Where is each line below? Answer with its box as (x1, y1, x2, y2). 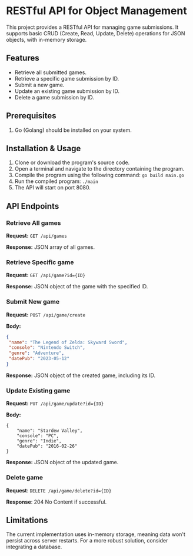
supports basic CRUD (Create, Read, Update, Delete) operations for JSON (6, 29, 185, 36)
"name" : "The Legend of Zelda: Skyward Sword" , (8, 339, 128, 345)
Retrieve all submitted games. (14, 69, 87, 76)
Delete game (6, 474, 43, 482)
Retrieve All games (6, 219, 61, 227)
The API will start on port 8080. (14, 184, 91, 191)
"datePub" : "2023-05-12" (8, 356, 69, 362)
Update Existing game (6, 387, 71, 395)
